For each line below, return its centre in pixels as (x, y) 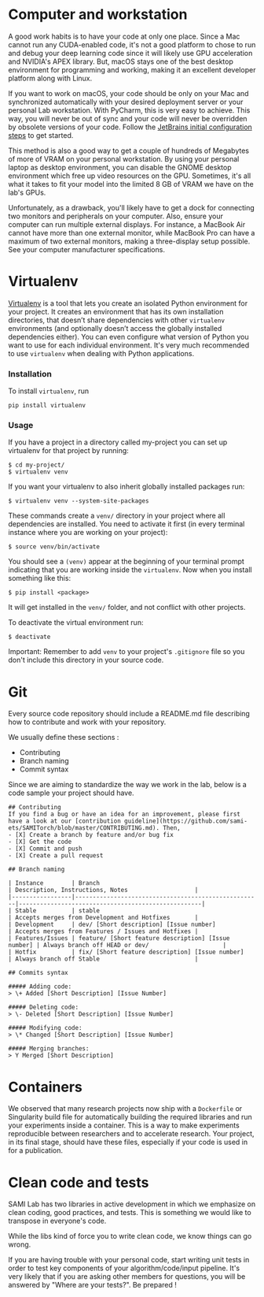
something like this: (40, 578)
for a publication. (36, 1150)
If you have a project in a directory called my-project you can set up (118, 442)
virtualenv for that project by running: (69, 451)
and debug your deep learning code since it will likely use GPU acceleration (130, 53)
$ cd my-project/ (37, 465)
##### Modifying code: (45, 1028)
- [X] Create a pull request (56, 856)
